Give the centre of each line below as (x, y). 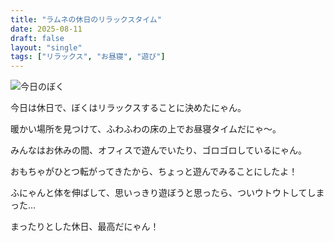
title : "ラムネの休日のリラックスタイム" (86, 19)
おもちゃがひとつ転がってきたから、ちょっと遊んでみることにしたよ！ (154, 172)
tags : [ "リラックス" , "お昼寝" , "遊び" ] (88, 57)
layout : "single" (46, 47)
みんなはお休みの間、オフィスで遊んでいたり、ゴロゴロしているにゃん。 (159, 150)
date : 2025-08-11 (46, 29)
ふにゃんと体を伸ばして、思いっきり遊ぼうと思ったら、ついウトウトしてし (163, 193)
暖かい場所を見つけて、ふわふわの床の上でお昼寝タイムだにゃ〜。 (146, 129)
